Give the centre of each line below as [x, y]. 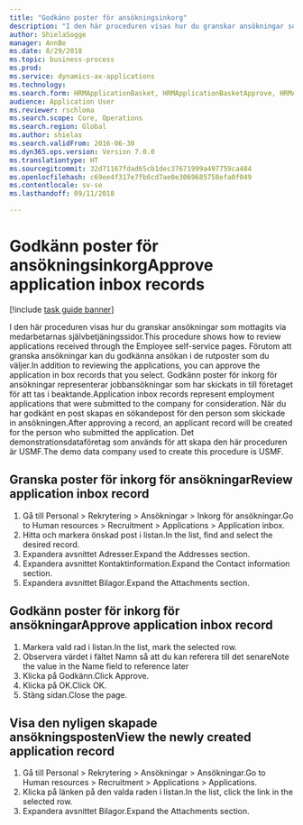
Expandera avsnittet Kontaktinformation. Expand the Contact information [156, 564]
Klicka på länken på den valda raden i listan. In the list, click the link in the [157, 792]
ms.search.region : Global [58, 127]
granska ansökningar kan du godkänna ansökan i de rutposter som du [139, 355]
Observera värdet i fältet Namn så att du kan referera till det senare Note [156, 656]
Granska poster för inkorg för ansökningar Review [151, 480]
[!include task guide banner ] [62, 309]
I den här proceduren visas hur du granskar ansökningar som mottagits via [148, 326]
